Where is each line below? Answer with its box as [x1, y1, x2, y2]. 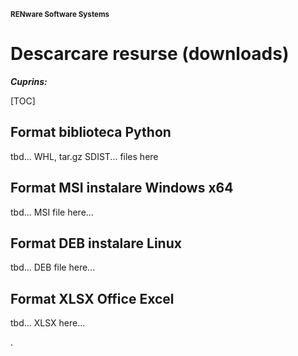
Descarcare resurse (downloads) [10, 43, 290, 65]
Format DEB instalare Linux [10, 235, 182, 252]
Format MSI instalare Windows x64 [10, 180, 234, 197]
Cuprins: [10, 75, 48, 87]
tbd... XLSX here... [10, 317, 86, 329]
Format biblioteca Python [10, 124, 172, 141]
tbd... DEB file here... [10, 261, 96, 274]
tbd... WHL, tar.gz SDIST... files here [10, 150, 159, 162]
